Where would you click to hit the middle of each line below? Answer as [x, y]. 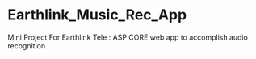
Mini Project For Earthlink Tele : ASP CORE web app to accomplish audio [128, 37]
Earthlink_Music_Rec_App [97, 15]
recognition [27, 45]
